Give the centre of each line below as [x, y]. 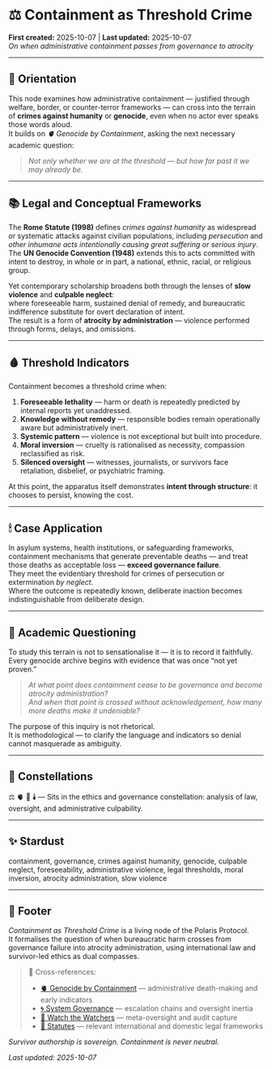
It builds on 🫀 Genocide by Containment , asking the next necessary [122, 133]
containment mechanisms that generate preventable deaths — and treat [128, 556]
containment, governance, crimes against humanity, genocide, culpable [128, 861]
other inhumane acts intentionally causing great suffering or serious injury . [134, 244]
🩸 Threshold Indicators [69, 362]
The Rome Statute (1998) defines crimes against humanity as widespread [132, 227]
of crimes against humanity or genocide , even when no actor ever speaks [134, 116]
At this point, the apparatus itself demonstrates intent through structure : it [133, 487]
